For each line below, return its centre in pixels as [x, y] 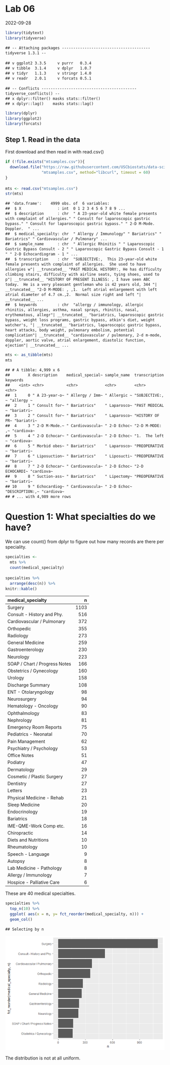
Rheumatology [23, 847]
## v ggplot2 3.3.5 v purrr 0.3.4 [49, 63]
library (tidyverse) [26, 38]
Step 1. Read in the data [43, 140]
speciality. [16, 547]
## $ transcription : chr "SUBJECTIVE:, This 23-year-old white [81, 259]
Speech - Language [28, 854]
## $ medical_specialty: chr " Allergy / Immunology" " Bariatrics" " [83, 234]
